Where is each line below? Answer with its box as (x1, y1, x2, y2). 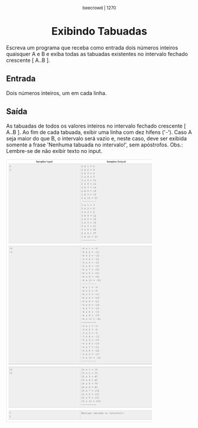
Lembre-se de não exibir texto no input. (6, 147, 102, 154)
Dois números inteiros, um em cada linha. (6, 89, 107, 96)
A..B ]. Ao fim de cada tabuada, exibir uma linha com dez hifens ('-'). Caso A (6, 128, 192, 136)
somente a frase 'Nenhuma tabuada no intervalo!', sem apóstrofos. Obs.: (6, 141, 183, 148)
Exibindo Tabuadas (51, 25, 148, 38)
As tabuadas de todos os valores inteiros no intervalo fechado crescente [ (6, 122, 186, 129)
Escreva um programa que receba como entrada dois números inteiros (6, 44, 178, 51)
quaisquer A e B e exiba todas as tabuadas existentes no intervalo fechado (6, 50, 188, 57)
